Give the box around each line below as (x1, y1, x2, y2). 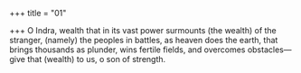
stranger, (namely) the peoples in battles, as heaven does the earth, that (9, 35, 278, 45)
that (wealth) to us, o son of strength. (26, 54, 166, 64)
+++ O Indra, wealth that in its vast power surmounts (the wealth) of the (9, 25, 277, 35)
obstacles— (247, 44, 292, 55)
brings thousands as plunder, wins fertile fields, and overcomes (9, 44, 246, 55)
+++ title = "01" (9, 8, 67, 18)
